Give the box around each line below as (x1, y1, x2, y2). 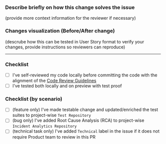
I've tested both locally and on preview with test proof (12, 83, 122, 89)
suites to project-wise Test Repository (12, 112, 91, 118)
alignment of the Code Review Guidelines (12, 77, 96, 83)
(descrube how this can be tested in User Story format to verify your (5, 38, 144, 44)
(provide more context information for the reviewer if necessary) (5, 15, 136, 21)
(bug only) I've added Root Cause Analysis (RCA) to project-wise (12, 117, 145, 123)
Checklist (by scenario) (5, 95, 63, 102)
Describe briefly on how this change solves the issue (5, 4, 135, 11)
